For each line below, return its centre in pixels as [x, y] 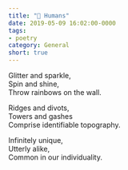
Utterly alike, [29, 149]
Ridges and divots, [39, 108]
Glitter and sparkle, [40, 75]
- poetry [23, 38]
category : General [39, 45]
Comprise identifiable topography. [65, 125]
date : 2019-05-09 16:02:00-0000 [62, 23]
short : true [28, 53]
